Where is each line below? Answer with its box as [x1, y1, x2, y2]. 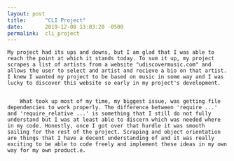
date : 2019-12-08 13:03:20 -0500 [7, 23, 124, 30]
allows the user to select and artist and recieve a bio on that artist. [7, 67, 228, 74]
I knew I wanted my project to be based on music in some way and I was [7, 73, 224, 80]
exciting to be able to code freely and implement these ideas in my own [7, 141, 228, 148]
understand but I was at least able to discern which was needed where [7, 116, 221, 123]
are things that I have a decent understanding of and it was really [7, 134, 215, 142]
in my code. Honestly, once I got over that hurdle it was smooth [7, 122, 205, 129]
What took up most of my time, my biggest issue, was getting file [20, 98, 221, 105]
